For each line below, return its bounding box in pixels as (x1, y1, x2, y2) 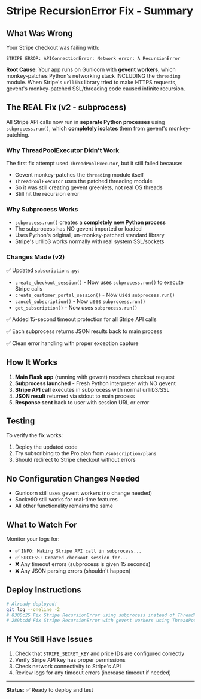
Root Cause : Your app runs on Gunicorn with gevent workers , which (6, 66, 176, 73)
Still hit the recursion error (14, 190, 80, 198)
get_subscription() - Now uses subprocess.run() (14, 304, 138, 311)
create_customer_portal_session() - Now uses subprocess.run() (14, 291, 175, 298)
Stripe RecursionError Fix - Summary (6, 4, 193, 18)
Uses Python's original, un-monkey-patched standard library (14, 232, 165, 239)
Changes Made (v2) (6, 253, 65, 261)
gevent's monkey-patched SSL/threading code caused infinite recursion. (6, 85, 185, 92)
